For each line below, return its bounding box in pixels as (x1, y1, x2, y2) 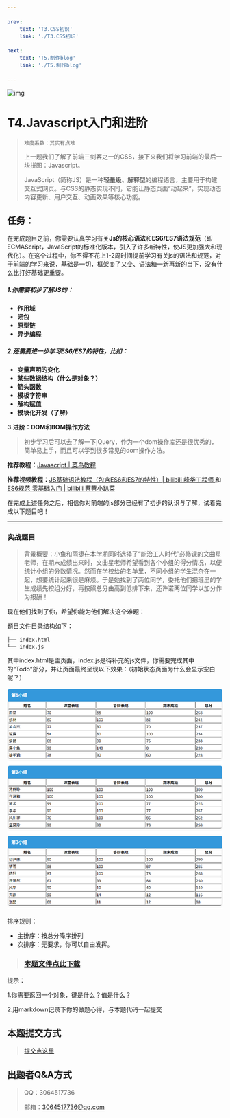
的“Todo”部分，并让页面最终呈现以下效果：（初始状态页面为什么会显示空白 (7, 664, 216, 673)
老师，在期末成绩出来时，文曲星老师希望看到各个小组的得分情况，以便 (23, 558, 222, 566)
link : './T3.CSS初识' (19, 33, 79, 40)
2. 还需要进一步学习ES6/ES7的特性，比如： (7, 347, 128, 355)
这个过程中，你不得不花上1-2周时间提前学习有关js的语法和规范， (34, 251, 216, 260)
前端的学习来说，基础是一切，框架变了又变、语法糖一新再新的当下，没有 (12, 260, 217, 268)
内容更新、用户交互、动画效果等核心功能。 (23, 192, 144, 201)
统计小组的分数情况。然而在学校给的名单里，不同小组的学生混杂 (23, 567, 204, 575)
